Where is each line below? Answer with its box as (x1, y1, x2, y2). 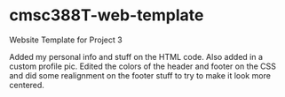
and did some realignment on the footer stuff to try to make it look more (9, 70, 271, 80)
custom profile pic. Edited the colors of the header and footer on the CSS (9, 61, 277, 71)
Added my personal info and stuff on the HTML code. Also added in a (9, 51, 264, 62)
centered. (9, 79, 44, 90)
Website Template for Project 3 (9, 34, 123, 45)
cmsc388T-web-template (9, 5, 204, 26)
